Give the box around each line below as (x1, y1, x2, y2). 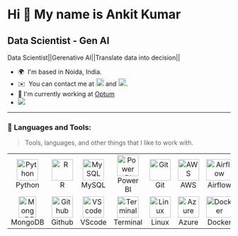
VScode (80, 218, 107, 227)
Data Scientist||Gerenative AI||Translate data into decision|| (7, 53, 181, 62)
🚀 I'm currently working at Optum (17, 90, 115, 98)
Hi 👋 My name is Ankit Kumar (7, 6, 181, 23)
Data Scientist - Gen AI (7, 35, 110, 47)
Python (15, 180, 40, 190)
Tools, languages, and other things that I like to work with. (24, 138, 193, 147)
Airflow (208, 180, 232, 190)
